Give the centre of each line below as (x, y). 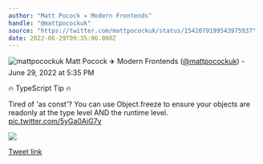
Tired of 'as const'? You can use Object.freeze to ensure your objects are (129, 104)
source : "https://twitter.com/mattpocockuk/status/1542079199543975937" (132, 30)
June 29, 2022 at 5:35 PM (51, 73)
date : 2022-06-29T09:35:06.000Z (62, 38)
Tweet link (25, 152)
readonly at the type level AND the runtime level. (88, 113)
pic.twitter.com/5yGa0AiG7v (55, 122)
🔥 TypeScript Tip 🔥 (40, 88)
